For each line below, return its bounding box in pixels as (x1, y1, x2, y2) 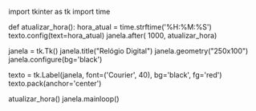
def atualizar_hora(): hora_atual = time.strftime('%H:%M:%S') (8, 22, 213, 31)
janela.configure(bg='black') (8, 55, 103, 64)
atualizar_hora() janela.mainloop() (8, 94, 120, 103)
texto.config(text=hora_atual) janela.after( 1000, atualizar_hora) (8, 31, 217, 40)
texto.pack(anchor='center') (8, 79, 102, 88)
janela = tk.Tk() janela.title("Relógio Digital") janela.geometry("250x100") (8, 46, 249, 55)
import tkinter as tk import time (8, 7, 111, 16)
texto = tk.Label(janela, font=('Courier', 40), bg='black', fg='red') (8, 70, 222, 79)
